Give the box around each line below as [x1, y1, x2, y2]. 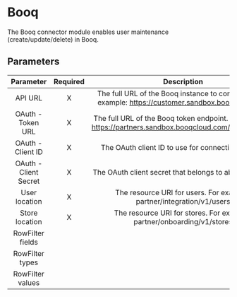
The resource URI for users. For [115, 187, 219, 197]
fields [19, 237, 39, 247]
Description [163, 76, 203, 86]
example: [97, 97, 128, 107]
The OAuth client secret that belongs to [92, 167, 223, 177]
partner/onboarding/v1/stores [133, 216, 233, 226]
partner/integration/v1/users [135, 196, 231, 206]
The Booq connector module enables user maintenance [7, 28, 169, 36]
